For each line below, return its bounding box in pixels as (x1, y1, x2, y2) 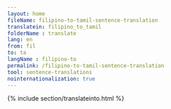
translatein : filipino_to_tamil (7, 23, 102, 30)
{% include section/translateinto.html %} (7, 94, 125, 103)
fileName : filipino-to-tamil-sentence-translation (7, 17, 158, 24)
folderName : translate (7, 29, 77, 37)
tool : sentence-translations (7, 68, 93, 75)
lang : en (7, 36, 33, 43)
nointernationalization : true (7, 75, 96, 82)
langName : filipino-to (7, 56, 77, 63)
